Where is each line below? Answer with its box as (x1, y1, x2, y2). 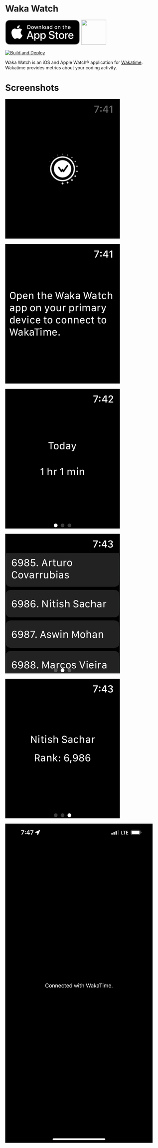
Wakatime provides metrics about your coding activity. (5, 64, 117, 70)
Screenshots (5, 82, 59, 94)
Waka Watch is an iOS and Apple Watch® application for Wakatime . (5, 59, 143, 65)
